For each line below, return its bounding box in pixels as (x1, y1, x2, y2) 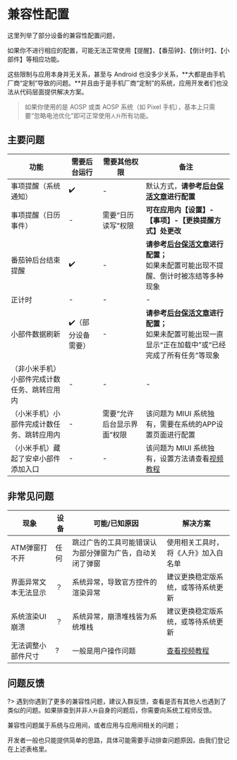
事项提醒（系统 (11, 181, 61, 191)
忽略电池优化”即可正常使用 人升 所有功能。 (33, 111, 152, 120)
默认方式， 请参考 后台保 (145, 181, 224, 191)
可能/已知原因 (93, 518, 139, 528)
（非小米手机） (11, 363, 61, 373)
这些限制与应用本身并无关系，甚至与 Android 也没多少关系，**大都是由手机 (7, 70, 226, 78)
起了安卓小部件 (11, 453, 61, 463)
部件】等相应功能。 (7, 54, 63, 64)
